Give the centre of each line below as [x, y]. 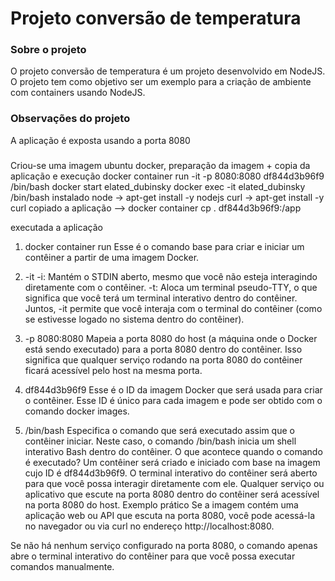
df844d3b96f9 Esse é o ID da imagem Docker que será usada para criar [173, 389]
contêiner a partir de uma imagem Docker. [112, 257]
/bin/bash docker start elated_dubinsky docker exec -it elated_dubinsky [158, 186]
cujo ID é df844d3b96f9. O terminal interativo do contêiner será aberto [171, 473]
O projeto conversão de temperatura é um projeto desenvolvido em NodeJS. [168, 71]
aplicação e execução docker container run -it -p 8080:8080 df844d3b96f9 [167, 176]
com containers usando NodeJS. [78, 93]
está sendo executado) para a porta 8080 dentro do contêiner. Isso [163, 349]
